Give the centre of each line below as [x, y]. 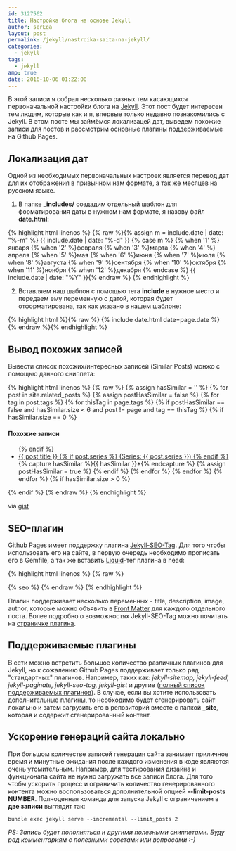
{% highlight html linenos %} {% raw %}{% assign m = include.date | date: [116, 233]
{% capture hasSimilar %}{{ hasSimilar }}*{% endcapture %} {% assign [122, 464]
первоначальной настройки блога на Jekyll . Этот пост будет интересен [116, 107]
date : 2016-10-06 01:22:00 [47, 79]
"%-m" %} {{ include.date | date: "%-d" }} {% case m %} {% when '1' [109, 241]
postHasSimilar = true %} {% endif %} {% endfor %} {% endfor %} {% [120, 471]
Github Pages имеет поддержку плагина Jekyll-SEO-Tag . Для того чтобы [117, 545]
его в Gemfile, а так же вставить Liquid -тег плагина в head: [96, 561]
